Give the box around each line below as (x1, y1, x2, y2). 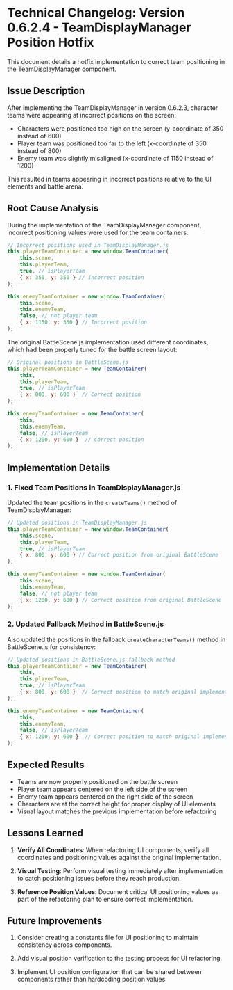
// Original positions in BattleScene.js (7, 358, 129, 366)
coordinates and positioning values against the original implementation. (17, 853, 221, 861)
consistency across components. (17, 941, 112, 949)
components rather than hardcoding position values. (17, 975, 168, 984)
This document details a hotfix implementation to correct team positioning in (7, 57, 225, 65)
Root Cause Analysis (7, 202, 99, 214)
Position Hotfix (7, 35, 95, 50)
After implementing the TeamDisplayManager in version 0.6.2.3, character (7, 103, 218, 112)
